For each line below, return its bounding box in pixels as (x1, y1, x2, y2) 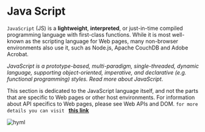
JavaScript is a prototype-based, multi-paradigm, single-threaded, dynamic (7, 62, 200, 70)
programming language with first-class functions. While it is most (7, 31, 171, 38)
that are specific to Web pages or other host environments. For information (7, 94, 195, 101)
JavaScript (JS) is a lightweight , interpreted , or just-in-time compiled (7, 24, 184, 32)
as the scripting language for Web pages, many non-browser (24, 37, 179, 45)
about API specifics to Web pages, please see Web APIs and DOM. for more (7, 100, 198, 108)
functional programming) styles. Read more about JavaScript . (7, 75, 164, 82)
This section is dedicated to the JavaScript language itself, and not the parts (7, 87, 199, 94)
